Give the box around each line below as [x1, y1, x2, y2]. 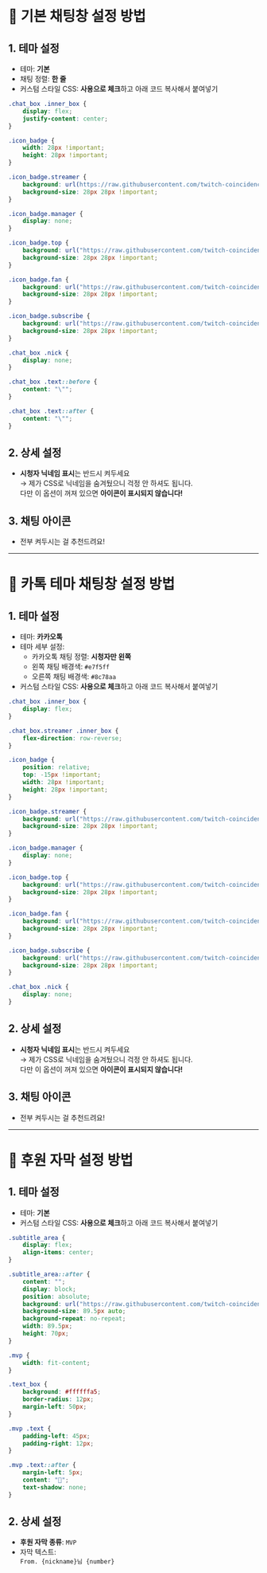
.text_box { [8, 1380, 48, 1389]
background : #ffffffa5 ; [22, 1388, 102, 1396]
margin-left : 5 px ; [22, 1469, 83, 1477]
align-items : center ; [22, 1249, 94, 1257]
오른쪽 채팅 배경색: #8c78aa [31, 672, 117, 681]
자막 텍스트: [19, 1548, 57, 1557]
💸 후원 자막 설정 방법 [8, 1151, 133, 1169]
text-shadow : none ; [22, 1483, 87, 1491]
